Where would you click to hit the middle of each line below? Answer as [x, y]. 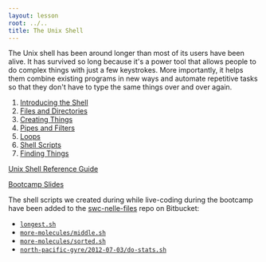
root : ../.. [28, 23]
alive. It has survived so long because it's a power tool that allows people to [132, 62]
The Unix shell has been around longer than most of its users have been [126, 54]
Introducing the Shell [54, 103]
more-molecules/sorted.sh [63, 242]
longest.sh [38, 224]
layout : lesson [33, 16]
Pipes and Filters [47, 128]
